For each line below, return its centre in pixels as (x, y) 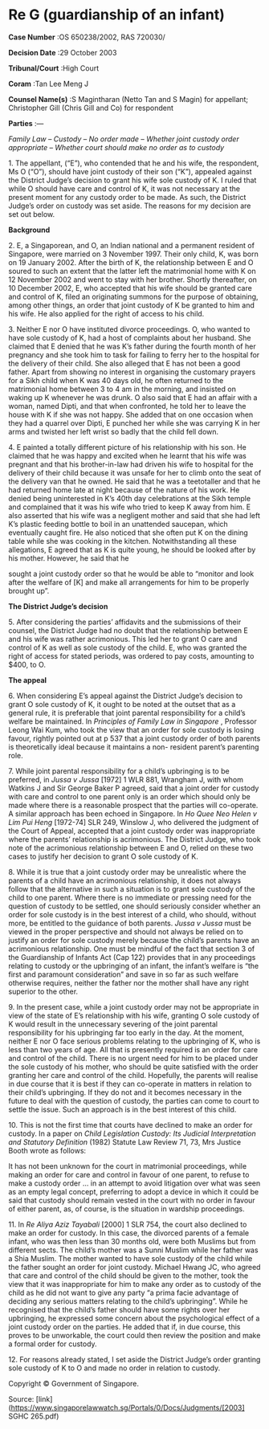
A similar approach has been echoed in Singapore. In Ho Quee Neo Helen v (132, 814)
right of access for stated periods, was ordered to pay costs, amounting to (131, 655)
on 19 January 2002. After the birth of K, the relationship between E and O (131, 262)
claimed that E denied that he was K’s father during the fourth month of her (132, 346)
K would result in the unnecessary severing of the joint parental (113, 1024)
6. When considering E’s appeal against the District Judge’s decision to (126, 696)
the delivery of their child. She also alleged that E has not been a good (124, 363)
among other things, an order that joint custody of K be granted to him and (131, 305)
